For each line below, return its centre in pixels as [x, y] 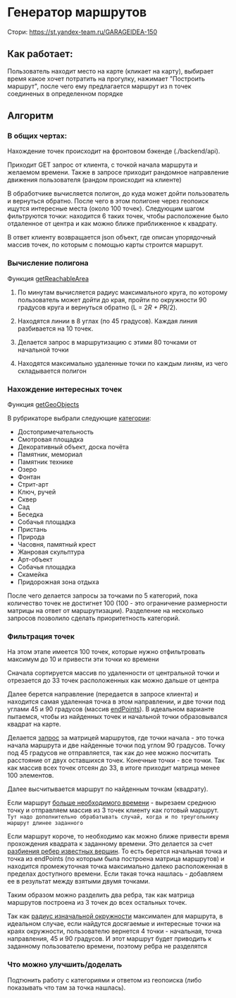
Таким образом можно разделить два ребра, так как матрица [101, 895]
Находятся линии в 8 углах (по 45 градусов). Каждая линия [107, 321]
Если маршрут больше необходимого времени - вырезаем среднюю [112, 803]
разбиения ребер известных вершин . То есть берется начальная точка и [117, 851]
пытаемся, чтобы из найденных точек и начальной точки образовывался [117, 717]
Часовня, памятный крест [57, 545]
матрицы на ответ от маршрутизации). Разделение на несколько [106, 611]
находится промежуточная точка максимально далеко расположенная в [118, 867]
